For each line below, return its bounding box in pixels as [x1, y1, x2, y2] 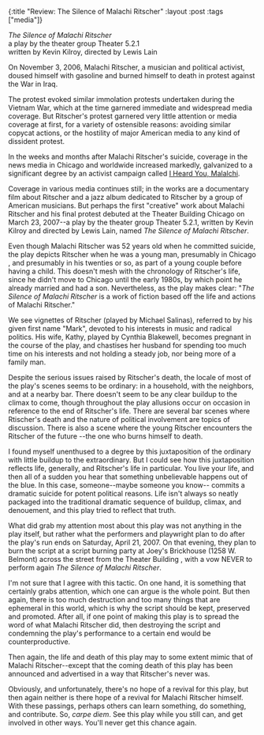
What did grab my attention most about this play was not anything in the [8, 521, 242, 530]
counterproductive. [8, 637, 71, 646]
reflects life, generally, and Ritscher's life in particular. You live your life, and [8, 464, 255, 473]
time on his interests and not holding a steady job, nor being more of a [8, 349, 236, 358]
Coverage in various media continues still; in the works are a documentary [8, 184, 250, 193]
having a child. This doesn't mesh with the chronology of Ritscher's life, [8, 266, 240, 276]
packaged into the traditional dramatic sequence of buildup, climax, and [8, 497, 242, 507]
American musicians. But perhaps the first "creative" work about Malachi [8, 201, 245, 210]
